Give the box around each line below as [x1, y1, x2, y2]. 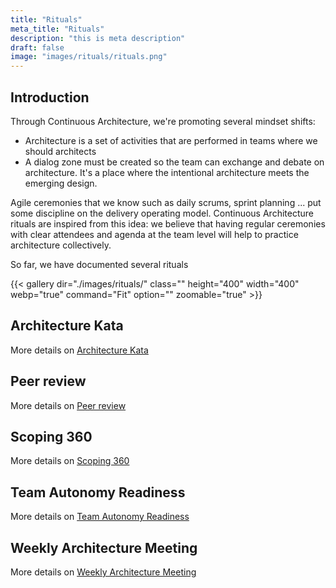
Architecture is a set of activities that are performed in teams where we [24, 134, 318, 146]
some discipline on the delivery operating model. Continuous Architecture [10, 207, 314, 219]
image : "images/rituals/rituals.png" [10, 52, 168, 62]
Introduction [10, 89, 90, 106]
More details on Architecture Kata [10, 344, 149, 356]
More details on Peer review [10, 399, 127, 411]
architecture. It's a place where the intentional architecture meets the [24, 166, 310, 178]
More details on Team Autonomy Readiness [10, 511, 190, 523]
